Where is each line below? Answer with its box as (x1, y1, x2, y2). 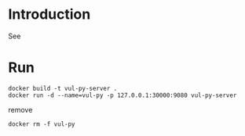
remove (8, 105, 33, 114)
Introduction (8, 5, 91, 23)
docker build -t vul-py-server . (8, 84, 118, 92)
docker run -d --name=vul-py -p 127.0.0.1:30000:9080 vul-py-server (8, 91, 237, 99)
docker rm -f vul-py (8, 120, 76, 128)
